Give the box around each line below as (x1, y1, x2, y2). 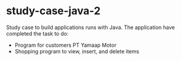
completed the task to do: (6, 30, 69, 37)
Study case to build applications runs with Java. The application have (6, 24, 175, 31)
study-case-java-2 (6, 4, 101, 18)
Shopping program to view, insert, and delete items (14, 47, 140, 54)
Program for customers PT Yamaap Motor (14, 41, 117, 49)
